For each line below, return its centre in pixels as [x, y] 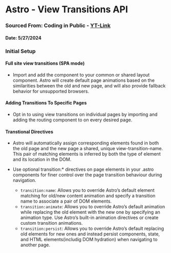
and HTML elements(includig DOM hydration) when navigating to [89, 240]
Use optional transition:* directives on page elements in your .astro [83, 169]
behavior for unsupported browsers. [51, 91]
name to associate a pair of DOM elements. [66, 201]
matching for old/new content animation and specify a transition [88, 196]
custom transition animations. [51, 223]
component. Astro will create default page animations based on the [84, 80]
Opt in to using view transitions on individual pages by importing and [85, 115]
